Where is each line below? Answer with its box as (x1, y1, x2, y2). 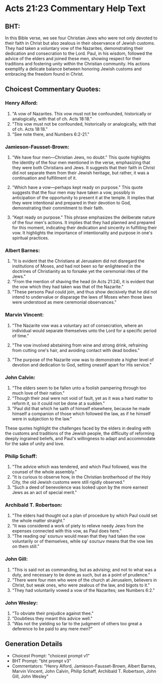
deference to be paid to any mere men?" (12, 626, 93, 632)
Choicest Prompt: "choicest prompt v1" (12, 652, 90, 658)
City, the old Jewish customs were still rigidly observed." (12, 479, 125, 485)
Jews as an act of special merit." (12, 490, 77, 495)
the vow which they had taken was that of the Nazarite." (12, 284, 124, 290)
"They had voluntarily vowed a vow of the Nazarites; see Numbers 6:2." (12, 587, 155, 593)
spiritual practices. (12, 235, 49, 240)
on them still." (12, 543, 40, 549)
